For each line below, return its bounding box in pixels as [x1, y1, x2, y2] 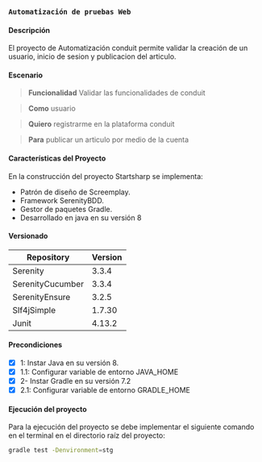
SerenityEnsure [12, 291, 71, 302]
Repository [27, 252, 70, 263]
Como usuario [27, 104, 77, 114]
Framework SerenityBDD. [19, 195, 105, 205]
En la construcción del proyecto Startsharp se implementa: [8, 171, 203, 181]
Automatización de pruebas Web [8, 7, 131, 16]
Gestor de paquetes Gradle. [19, 204, 113, 214]
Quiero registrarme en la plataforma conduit [27, 119, 175, 129]
